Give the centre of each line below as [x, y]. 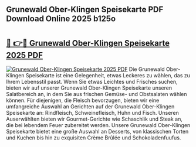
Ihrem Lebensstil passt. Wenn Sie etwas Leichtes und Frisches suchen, [92, 82]
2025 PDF [24, 55]
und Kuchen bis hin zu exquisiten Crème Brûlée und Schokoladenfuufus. [94, 138]
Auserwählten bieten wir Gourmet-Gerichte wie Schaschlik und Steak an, [94, 119]
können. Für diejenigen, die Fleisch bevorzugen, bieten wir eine [83, 100]
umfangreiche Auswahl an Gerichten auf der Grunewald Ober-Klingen [90, 107]
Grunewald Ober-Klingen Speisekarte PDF [85, 10]
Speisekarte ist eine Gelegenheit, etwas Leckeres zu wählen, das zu [108, 75]
